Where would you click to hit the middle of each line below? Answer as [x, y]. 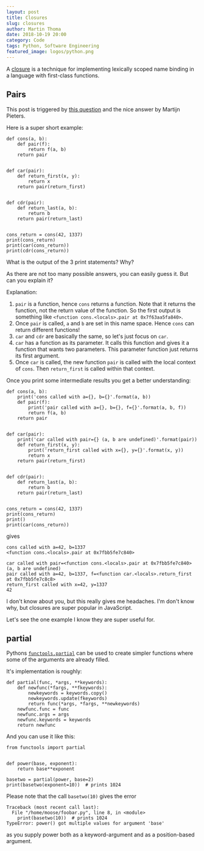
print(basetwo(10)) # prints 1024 [62, 818]
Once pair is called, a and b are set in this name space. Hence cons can [105, 323]
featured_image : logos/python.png [50, 52]
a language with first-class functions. [53, 75]
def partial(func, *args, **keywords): [57, 683]
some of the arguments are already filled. [58, 660]
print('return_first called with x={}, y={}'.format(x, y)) [106, 450]
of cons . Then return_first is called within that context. [85, 369]
